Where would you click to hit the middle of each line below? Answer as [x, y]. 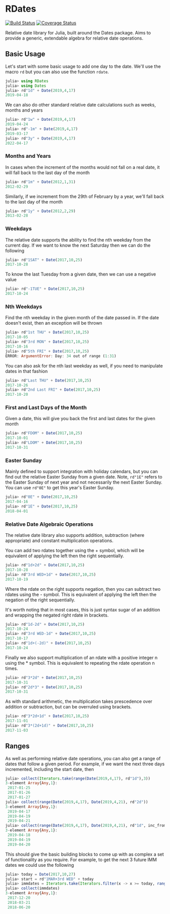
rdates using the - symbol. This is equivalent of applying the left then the [81, 594]
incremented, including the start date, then [50, 769]
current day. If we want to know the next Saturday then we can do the [78, 245]
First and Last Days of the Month [46, 408]
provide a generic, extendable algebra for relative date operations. [74, 38]
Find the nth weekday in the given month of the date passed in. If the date [82, 318]
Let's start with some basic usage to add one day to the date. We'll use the [83, 66]
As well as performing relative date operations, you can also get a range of [83, 758]
